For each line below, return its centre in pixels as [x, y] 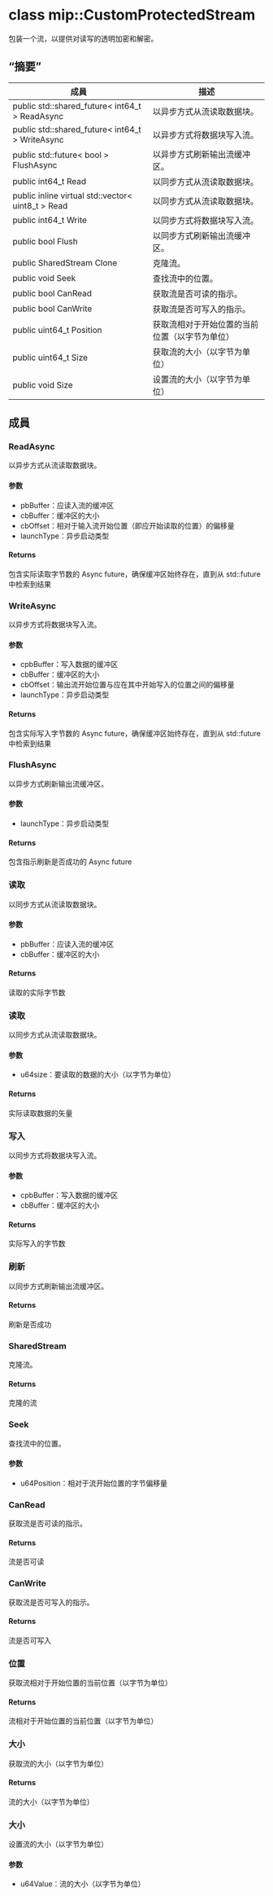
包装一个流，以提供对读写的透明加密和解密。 [83, 38]
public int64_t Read [50, 181]
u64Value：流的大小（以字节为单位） [82, 1884]
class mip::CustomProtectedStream [132, 15]
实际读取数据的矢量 [41, 1113]
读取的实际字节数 [37, 992]
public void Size [43, 384]
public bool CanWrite [52, 309]
